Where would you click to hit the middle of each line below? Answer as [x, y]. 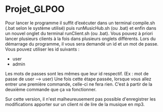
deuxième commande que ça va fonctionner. [51, 89]
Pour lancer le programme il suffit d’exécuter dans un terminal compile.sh [80, 23]
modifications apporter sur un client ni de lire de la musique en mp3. [75, 104]
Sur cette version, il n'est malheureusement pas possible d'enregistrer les [81, 99]
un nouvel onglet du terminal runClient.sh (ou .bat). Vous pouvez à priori [79, 33]
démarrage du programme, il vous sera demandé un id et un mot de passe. [82, 44]
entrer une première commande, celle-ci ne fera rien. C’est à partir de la [79, 84]
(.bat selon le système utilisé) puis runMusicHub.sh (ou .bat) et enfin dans [81, 28]
